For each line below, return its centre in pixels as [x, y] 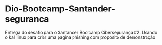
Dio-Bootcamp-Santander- [60, 9]
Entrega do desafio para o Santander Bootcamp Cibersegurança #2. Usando [81, 32]
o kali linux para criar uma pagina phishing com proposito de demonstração [80, 37]
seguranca [27, 19]
